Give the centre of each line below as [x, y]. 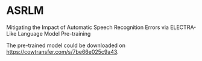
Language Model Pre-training [54, 33]
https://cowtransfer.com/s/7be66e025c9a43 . [62, 51]
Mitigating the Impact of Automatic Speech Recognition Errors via [87, 27]
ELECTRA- [183, 27]
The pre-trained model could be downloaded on [66, 45]
